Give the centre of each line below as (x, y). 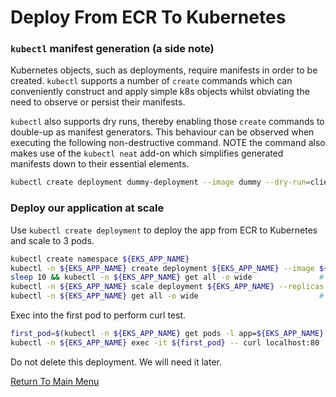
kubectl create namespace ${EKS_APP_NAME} (100, 259)
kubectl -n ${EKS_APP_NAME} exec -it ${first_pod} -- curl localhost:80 (165, 342)
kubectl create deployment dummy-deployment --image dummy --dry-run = (160, 182)
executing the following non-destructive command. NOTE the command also (168, 143)
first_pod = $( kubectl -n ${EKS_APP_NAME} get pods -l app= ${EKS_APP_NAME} (167, 334)
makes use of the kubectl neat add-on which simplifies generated (147, 153)
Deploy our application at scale (87, 208)
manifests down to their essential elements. (100, 164)
